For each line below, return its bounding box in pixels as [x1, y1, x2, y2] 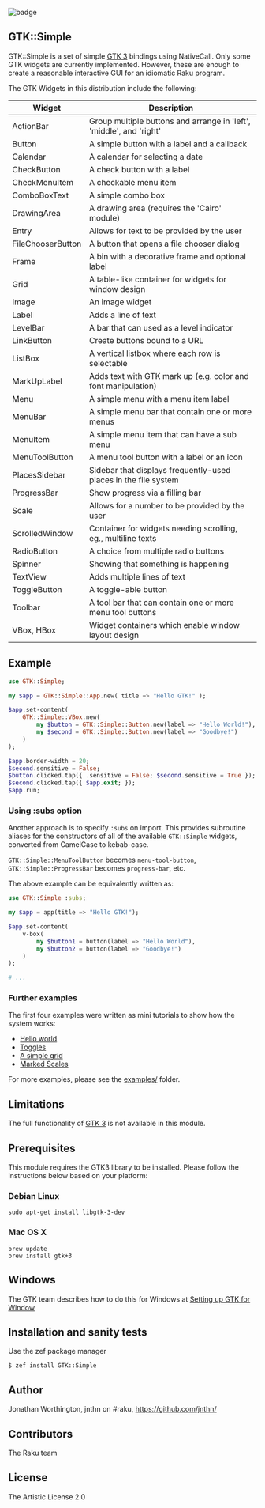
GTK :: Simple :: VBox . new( [22, 713, 101, 721]
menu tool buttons [89, 607, 157, 618]
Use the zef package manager [8, 1347, 106, 1356]
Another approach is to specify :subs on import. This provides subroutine [8, 823, 246, 833]
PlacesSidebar [12, 469, 66, 480]
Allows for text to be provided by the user [89, 225, 242, 236]
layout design [89, 629, 140, 641]
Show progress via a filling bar [89, 487, 202, 498]
